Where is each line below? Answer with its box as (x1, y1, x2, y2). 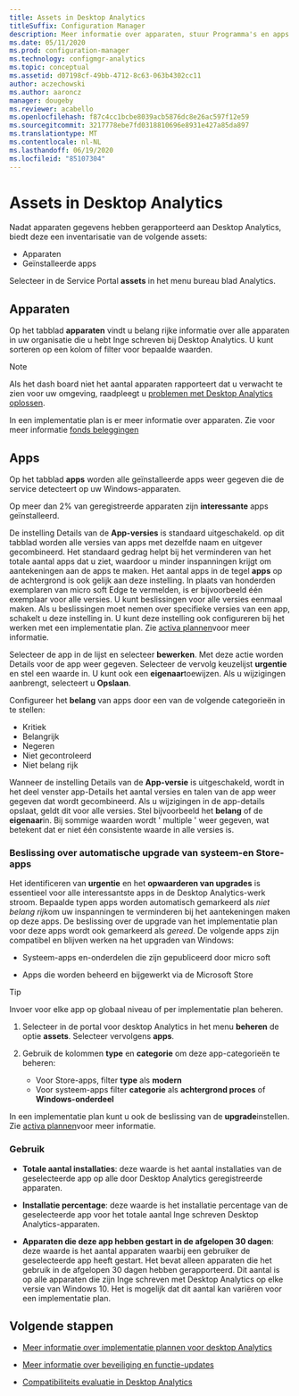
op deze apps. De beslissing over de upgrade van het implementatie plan (9, 916, 278, 927)
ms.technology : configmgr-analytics (9, 54, 145, 63)
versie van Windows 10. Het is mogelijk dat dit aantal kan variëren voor (21, 1283, 283, 1294)
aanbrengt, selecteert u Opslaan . (9, 677, 131, 688)
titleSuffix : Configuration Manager (9, 21, 145, 30)
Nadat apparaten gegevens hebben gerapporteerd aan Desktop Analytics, (9, 222, 282, 233)
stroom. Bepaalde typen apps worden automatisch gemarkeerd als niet (9, 897, 270, 908)
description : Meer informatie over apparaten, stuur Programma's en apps (9, 29, 290, 38)
